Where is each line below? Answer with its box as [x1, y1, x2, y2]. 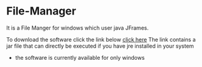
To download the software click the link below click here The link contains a [6, 36, 196, 43]
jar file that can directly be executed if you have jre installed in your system [6, 42, 194, 49]
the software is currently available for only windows [15, 54, 145, 61]
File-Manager [6, 4, 77, 18]
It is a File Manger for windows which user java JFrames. [6, 24, 149, 31]
